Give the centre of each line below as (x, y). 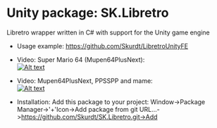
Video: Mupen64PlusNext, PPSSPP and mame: (85, 81)
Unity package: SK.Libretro (88, 13)
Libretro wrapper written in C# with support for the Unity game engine (108, 32)
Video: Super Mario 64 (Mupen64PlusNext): (81, 59)
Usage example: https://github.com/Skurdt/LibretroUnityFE (102, 46)
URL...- (149, 109)
